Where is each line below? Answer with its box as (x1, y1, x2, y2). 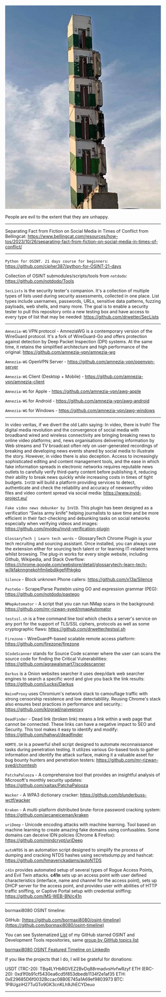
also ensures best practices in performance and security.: (5, 701, 123, 707)
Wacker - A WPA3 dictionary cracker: (5, 792, 79, 798)
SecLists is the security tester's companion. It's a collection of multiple (5, 288, 150, 294)
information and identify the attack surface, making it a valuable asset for (5, 752, 154, 758)
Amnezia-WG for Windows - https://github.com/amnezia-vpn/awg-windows (5, 408, 155, 414)
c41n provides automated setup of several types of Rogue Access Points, (5, 867, 154, 873)
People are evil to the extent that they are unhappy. (5, 214, 109, 220)
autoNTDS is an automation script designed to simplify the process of (5, 847, 144, 853)
